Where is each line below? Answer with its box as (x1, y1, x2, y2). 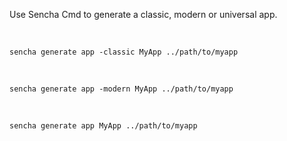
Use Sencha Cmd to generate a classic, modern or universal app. (9, 9, 278, 20)
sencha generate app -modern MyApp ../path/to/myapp (9, 84, 234, 94)
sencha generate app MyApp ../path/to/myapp (9, 121, 198, 131)
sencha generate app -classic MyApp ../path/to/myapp (9, 47, 239, 57)
